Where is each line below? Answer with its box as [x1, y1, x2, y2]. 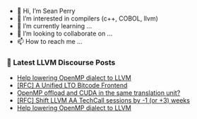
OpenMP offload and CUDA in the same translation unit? [16, 89, 181, 97]
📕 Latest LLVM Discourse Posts [6, 57, 116, 67]
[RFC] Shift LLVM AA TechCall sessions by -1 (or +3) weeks [16, 96, 190, 105]
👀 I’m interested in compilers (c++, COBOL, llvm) [16, 14, 158, 23]
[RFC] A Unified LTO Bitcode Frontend [16, 81, 128, 90]
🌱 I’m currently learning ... [16, 22, 92, 30]
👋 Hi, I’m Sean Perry [16, 7, 76, 15]
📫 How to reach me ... [16, 38, 83, 45]
